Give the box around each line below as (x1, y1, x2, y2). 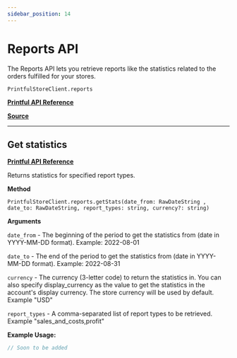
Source (7, 111, 30, 120)
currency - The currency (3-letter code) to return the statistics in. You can (7, 273, 221, 282)
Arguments (7, 217, 42, 226)
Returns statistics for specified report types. (7, 171, 135, 180)
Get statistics (7, 139, 68, 151)
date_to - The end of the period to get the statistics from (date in (7, 252, 195, 260)
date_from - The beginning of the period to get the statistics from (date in (7, 231, 220, 239)
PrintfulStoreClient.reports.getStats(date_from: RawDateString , (7, 199, 207, 206)
